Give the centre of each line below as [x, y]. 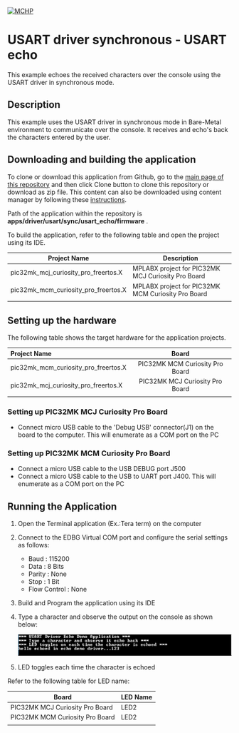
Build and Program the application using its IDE [86, 603]
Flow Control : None [58, 590]
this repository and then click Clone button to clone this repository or [108, 184]
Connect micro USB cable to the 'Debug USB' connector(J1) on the [116, 428]
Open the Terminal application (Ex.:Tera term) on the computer [110, 524]
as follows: [33, 545]
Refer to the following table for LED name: [69, 681]
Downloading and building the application [102, 160]
